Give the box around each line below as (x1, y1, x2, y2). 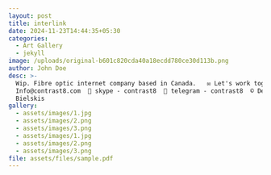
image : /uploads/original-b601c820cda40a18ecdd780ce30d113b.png (8, 57, 229, 65)
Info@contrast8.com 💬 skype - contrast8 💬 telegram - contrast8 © (15, 86, 254, 95)
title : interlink (8, 19, 67, 27)
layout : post (8, 11, 52, 20)
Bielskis (15, 94, 45, 102)
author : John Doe (8, 65, 67, 73)
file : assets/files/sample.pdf (8, 154, 114, 162)
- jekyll (15, 49, 45, 57)
